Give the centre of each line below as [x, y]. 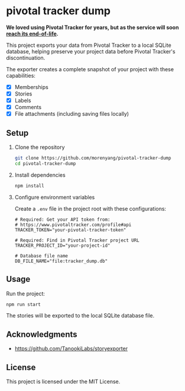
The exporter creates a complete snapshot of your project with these [90, 69]
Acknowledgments [42, 334]
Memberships [31, 87]
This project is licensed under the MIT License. [63, 382]
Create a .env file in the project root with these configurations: [90, 208]
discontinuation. [26, 58]
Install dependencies [40, 175]
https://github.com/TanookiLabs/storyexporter [71, 349]
